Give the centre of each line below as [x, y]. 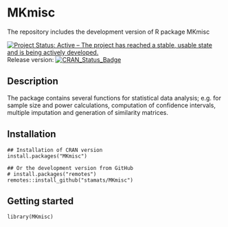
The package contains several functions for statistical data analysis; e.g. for [114, 98]
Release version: [31, 59]
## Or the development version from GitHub [70, 168]
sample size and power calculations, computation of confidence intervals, [112, 105]
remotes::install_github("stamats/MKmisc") [70, 180]
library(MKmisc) [30, 217]
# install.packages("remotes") [52, 174]
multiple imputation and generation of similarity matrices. [88, 112]
